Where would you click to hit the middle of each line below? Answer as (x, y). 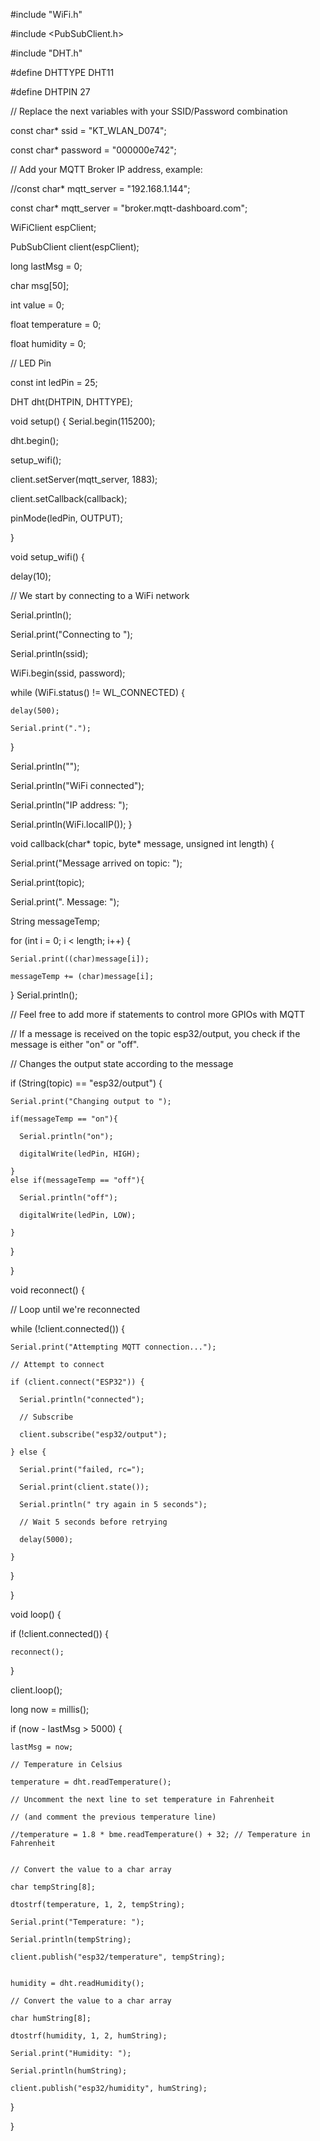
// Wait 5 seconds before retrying (93, 1522)
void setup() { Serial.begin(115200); (83, 421)
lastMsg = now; (42, 1747)
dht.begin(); (34, 440)
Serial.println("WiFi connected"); (77, 785)
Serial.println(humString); (69, 2071)
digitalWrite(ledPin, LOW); (78, 1215)
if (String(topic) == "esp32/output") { (86, 1083)
